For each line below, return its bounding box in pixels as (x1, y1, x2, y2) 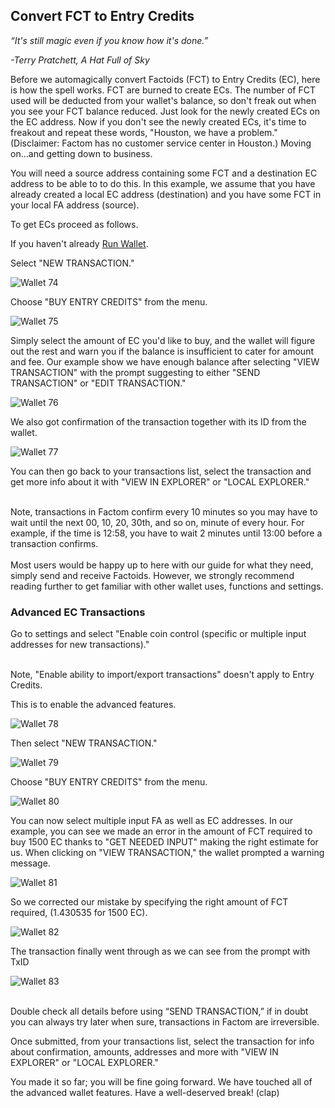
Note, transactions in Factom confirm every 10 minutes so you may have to (10, 505, 318, 518)
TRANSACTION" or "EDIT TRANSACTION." (10, 377, 187, 389)
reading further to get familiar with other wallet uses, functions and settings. (10, 580, 324, 592)
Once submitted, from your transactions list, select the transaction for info (10, 1035, 315, 1048)
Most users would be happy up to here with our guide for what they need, (10, 559, 314, 571)
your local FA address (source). (10, 199, 140, 211)
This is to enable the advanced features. (10, 699, 177, 711)
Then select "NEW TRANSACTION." (10, 737, 158, 749)
